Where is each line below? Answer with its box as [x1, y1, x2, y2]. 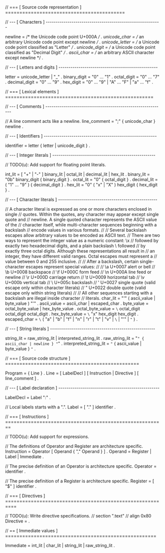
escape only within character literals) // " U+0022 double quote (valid [5, 285, 146, 291]
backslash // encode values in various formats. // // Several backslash [5, 227, 147, 233]
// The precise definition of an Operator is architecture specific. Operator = [5, 463, 157, 469]
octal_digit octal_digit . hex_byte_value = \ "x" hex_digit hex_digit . [5, 311, 139, 317]
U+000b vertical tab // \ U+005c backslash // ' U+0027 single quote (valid [5, 280, 156, 285]
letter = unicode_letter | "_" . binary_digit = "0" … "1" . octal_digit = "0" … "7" [5, 74, 160, 79]
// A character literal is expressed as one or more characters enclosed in [5, 206, 152, 212]
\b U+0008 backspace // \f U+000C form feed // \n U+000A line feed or [5, 269, 152, 275]
